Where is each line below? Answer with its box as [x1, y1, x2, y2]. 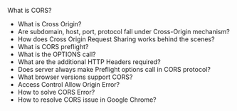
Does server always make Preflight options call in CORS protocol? [17, 65, 211, 73]
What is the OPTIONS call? [17, 50, 96, 58]
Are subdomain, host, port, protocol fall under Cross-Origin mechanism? [17, 28, 230, 36]
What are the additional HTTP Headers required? [17, 58, 162, 66]
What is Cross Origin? [17, 20, 82, 28]
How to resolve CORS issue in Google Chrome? [17, 95, 157, 104]
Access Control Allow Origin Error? [17, 80, 120, 88]
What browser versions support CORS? [17, 73, 133, 81]
